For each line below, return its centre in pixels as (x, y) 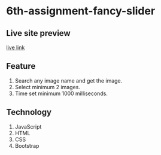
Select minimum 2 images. (48, 87)
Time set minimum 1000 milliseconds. (61, 93)
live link (16, 47)
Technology (29, 112)
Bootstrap (27, 145)
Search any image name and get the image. (69, 80)
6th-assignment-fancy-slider (81, 11)
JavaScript (28, 126)
